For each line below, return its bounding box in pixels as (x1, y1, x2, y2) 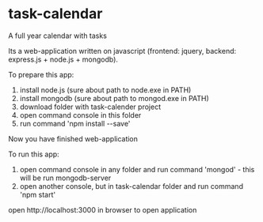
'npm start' (19, 190, 56, 199)
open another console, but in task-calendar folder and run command (19, 181, 244, 190)
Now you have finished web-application (8, 134, 139, 143)
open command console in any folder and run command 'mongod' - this (19, 164, 255, 174)
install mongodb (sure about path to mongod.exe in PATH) (19, 93, 210, 103)
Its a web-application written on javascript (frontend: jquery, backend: (8, 46, 237, 55)
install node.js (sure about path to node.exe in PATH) (19, 85, 192, 95)
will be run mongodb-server (19, 173, 112, 182)
